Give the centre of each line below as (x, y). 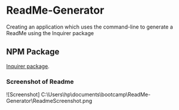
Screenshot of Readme (40, 81)
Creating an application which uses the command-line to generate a (89, 27)
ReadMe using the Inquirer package (50, 33)
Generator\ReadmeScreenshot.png (49, 101)
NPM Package (33, 52)
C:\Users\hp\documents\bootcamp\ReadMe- (96, 95)
